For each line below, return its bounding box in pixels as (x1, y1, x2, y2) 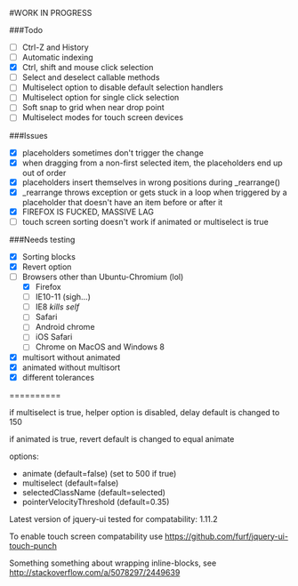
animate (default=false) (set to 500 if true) (21, 468, 177, 478)
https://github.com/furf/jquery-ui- (164, 531, 289, 542)
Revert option (21, 261, 72, 272)
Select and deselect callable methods (21, 72, 160, 83)
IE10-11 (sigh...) (35, 292, 92, 302)
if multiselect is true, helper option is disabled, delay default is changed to (9, 406, 280, 417)
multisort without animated (21, 351, 121, 363)
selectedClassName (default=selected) (21, 486, 166, 497)
